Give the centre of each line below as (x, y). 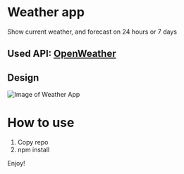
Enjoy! (17, 163)
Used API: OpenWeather (62, 54)
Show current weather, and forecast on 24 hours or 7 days (92, 32)
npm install (33, 150)
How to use (41, 123)
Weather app (46, 12)
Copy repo (33, 142)
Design (23, 78)
